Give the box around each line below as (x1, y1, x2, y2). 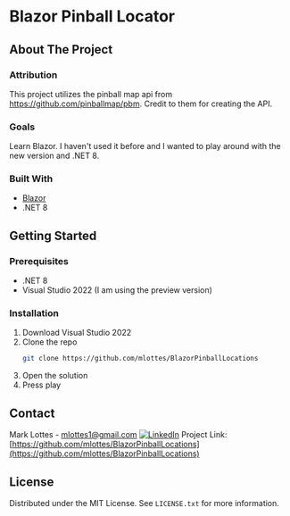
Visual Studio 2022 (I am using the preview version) (21, 285, 212, 295)
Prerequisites (9, 254, 69, 267)
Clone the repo (21, 337, 78, 347)
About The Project (9, 42, 113, 57)
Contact (9, 405, 55, 420)
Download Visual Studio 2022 (21, 328, 132, 338)
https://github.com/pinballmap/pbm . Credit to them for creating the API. (9, 98, 273, 109)
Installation (9, 307, 60, 320)
